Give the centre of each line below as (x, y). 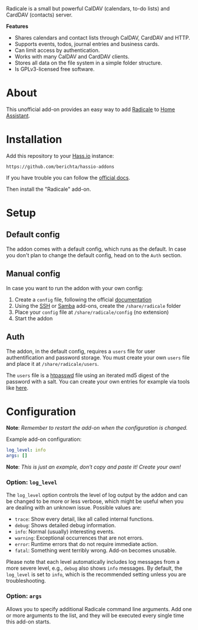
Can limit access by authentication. (57, 50)
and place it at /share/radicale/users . (52, 363)
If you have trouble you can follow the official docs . (68, 177)
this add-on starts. (29, 621)
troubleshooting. (26, 581)
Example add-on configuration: (44, 439)
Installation (34, 140)
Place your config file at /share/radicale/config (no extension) (92, 312)
